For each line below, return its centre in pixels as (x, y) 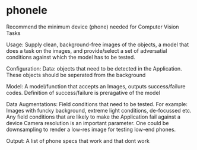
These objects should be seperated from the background (76, 75)
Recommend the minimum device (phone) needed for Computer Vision (93, 27)
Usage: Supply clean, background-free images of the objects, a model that (98, 44)
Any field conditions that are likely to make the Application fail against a (93, 117)
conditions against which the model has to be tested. (71, 57)
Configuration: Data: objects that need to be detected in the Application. (94, 68)
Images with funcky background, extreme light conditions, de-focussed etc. (99, 110)
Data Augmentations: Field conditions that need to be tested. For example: (97, 104)
